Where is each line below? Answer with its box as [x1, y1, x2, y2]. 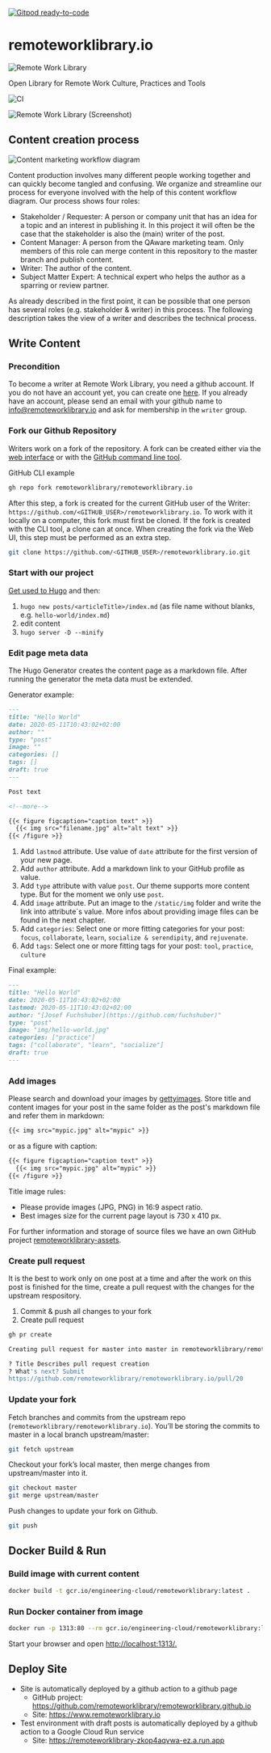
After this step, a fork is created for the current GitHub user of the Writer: [8, 498, 251, 508]
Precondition [8, 361, 60, 372]
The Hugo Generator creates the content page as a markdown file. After [8, 665, 248, 675]
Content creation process [8, 133, 140, 147]
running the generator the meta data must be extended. [8, 674, 194, 684]
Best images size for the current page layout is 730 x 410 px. [19, 1210, 222, 1220]
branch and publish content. [19, 255, 115, 264]
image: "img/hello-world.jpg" [8, 1026, 110, 1034]
